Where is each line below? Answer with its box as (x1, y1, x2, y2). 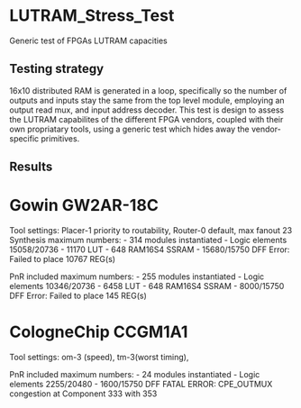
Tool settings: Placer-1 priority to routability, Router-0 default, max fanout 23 (9, 225, 293, 236)
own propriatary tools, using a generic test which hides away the (9, 123, 250, 134)
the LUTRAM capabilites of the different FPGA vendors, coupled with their (9, 113, 284, 124)
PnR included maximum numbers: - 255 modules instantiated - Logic (9, 271, 265, 282)
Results (9, 159, 53, 175)
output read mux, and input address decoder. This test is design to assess (9, 104, 285, 115)
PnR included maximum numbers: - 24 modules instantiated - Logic (9, 369, 260, 380)
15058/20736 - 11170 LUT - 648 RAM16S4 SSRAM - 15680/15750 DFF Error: (9, 244, 290, 255)
